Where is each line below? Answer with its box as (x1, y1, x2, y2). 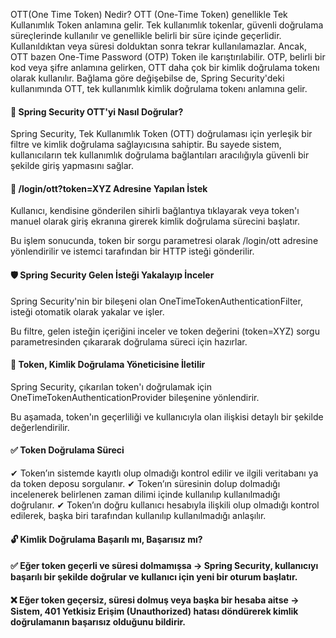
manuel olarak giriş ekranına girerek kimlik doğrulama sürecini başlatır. (10, 215, 300, 228)
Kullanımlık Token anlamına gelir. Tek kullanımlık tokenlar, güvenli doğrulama (10, 19, 324, 31)
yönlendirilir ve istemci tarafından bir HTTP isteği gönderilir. (10, 245, 255, 258)
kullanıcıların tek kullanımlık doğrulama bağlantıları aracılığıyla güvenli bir (10, 149, 310, 161)
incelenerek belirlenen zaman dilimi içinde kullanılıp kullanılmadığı (10, 489, 281, 501)
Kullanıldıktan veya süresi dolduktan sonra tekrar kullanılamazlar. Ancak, (10, 40, 307, 52)
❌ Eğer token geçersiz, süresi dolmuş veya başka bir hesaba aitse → (10, 594, 300, 606)
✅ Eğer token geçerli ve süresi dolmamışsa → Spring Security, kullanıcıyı (10, 560, 319, 572)
